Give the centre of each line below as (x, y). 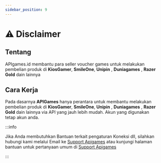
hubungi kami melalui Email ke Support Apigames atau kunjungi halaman (79, 142)
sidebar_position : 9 (26, 10)
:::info (11, 127)
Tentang (18, 52)
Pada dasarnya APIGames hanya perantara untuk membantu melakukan (78, 102)
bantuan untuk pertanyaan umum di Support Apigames (61, 147)
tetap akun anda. (22, 117)
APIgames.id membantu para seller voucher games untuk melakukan (75, 64)
